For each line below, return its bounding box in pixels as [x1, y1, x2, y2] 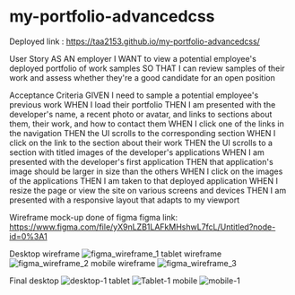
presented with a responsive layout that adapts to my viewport [9, 195, 240, 205]
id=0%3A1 [9, 230, 48, 241]
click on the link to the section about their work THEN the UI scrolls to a [9, 137, 273, 148]
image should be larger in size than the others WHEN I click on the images [9, 166, 283, 177]
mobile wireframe [91, 257, 156, 268]
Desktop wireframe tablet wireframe [9, 248, 222, 259]
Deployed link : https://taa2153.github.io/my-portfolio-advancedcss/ [9, 36, 260, 47]
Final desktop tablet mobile [9, 275, 198, 286]
